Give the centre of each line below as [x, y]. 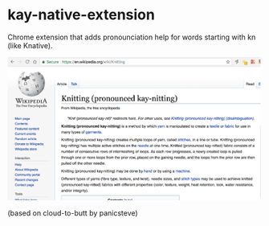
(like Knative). [30, 45]
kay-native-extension [82, 15]
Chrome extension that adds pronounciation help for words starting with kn [132, 37]
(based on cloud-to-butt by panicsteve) [73, 213]
